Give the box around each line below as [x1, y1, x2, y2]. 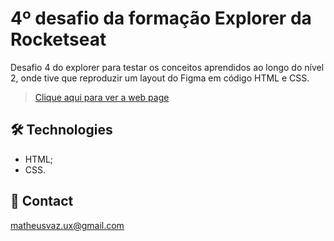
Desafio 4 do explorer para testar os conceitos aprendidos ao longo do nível [10, 61, 325, 73]
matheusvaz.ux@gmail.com [10, 219, 125, 231]
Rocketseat [10, 28, 107, 51]
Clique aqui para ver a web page [34, 91, 170, 103]
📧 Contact [10, 193, 74, 210]
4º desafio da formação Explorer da [10, 7, 312, 30]
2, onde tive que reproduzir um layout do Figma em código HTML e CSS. [10, 72, 310, 84]
